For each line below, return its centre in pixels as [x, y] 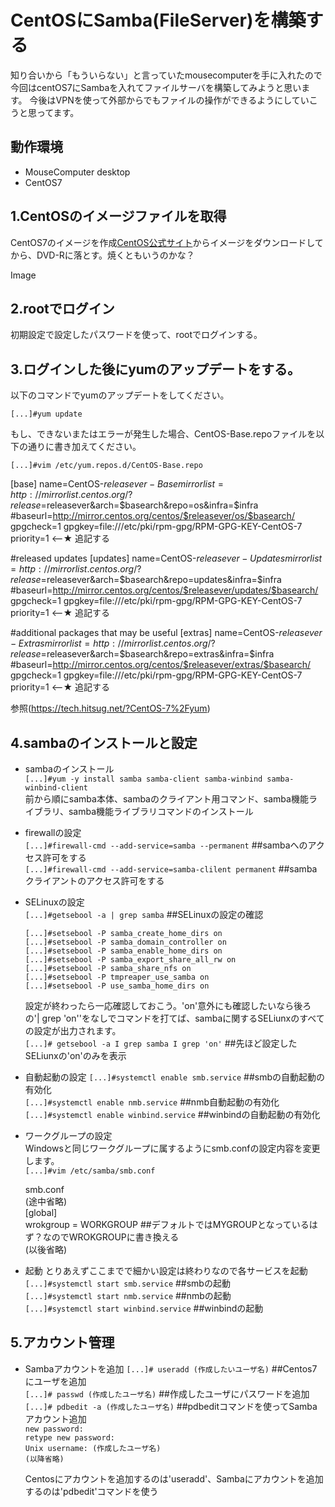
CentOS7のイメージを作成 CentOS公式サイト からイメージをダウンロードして [167, 242]
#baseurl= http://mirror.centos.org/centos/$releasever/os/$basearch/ [152, 516]
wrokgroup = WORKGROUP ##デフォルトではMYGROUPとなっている [167, 1224]
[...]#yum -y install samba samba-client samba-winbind [143, 779]
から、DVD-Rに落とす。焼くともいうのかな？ [102, 255]
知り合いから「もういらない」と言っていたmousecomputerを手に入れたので [166, 75]
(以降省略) [44, 1459]
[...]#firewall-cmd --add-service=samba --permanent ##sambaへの [166, 845]
